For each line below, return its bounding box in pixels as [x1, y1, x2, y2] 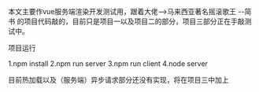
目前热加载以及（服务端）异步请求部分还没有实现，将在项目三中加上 [8, 75, 229, 84]
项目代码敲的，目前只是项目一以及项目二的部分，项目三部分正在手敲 [23, 17, 245, 26]
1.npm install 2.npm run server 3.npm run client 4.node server [8, 59, 209, 68]
